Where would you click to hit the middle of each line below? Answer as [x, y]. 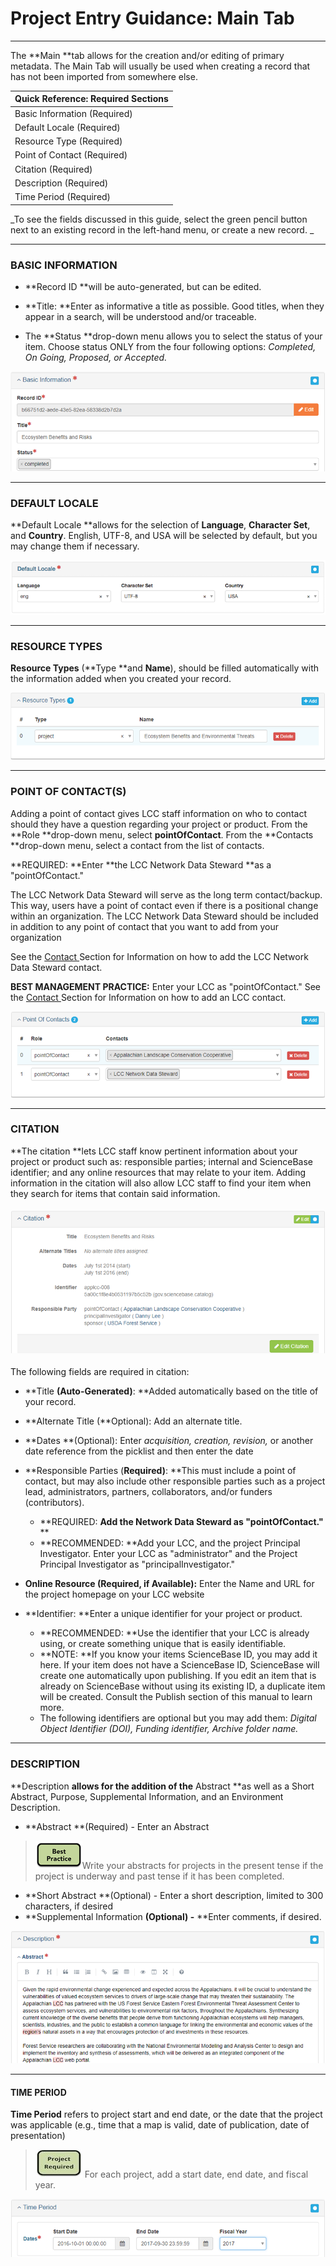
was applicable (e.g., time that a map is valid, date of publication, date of [160, 2125]
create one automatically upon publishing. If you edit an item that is [178, 1676]
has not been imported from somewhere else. [104, 76]
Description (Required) [61, 183]
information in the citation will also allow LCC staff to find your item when [161, 1183]
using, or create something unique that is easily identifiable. [163, 1644]
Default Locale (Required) [67, 127]
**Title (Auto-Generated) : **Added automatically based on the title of [171, 1391]
